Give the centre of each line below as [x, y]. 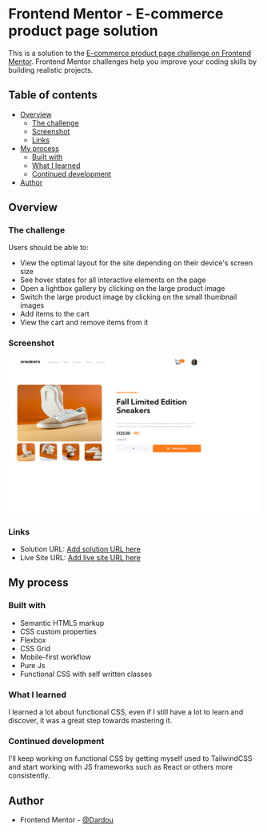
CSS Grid [35, 648]
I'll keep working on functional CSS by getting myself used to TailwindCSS [130, 758]
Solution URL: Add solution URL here [80, 549]
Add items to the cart [54, 314]
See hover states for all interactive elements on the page [113, 280]
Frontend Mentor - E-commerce [116, 14]
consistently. [29, 775]
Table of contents [53, 96]
